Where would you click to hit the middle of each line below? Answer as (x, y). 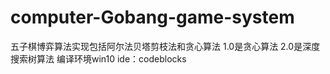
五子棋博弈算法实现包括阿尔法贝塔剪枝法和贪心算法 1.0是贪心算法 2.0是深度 (165, 46)
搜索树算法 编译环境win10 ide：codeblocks (98, 58)
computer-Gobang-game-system (152, 17)
